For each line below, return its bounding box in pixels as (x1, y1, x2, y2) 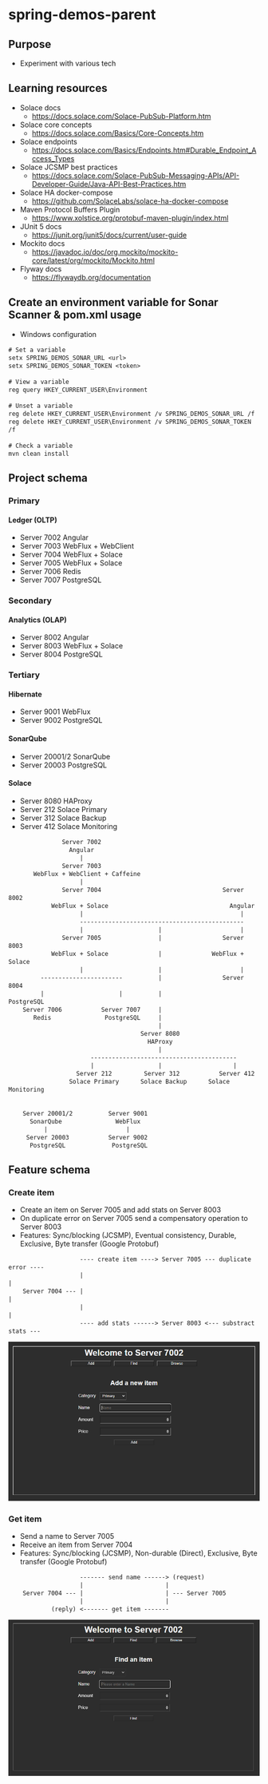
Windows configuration (19, 329, 97, 339)
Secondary (8, 595, 52, 606)
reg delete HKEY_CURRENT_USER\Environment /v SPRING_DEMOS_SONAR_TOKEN (8, 418, 251, 426)
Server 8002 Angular (19, 632, 89, 642)
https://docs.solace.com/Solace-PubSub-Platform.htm (31, 111, 211, 121)
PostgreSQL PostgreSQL (29, 1141, 148, 1149)
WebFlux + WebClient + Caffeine (33, 870, 141, 878)
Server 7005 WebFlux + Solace (19, 558, 123, 568)
